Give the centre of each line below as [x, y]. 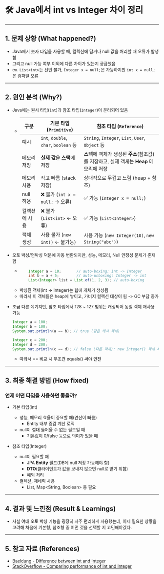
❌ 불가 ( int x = [58, 194]
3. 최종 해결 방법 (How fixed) [47, 380]
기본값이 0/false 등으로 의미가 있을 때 [62, 436]
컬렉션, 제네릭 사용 [37, 481]
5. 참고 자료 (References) [42, 549]
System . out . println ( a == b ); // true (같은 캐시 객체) [66, 331]
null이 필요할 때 [34, 457]
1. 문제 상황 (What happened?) [51, 39]
